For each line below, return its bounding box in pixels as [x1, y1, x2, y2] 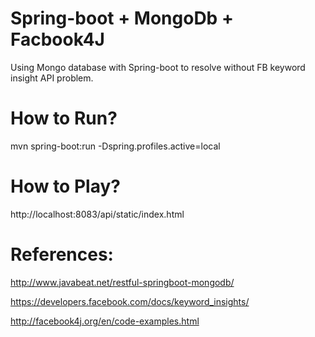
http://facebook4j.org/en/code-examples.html [10, 315, 200, 327]
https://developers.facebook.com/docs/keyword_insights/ [10, 295, 250, 307]
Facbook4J [10, 28, 105, 51]
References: [10, 243, 114, 266]
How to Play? [10, 175, 121, 198]
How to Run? [10, 107, 118, 130]
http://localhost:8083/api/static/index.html [10, 208, 185, 220]
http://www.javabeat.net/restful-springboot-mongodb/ [10, 276, 235, 288]
